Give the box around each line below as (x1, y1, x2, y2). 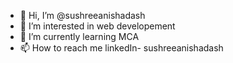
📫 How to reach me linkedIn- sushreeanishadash (19, 42, 224, 54)
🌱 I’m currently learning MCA (19, 31, 140, 42)
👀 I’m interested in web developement (19, 20, 176, 32)
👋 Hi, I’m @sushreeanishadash (19, 10, 146, 21)
